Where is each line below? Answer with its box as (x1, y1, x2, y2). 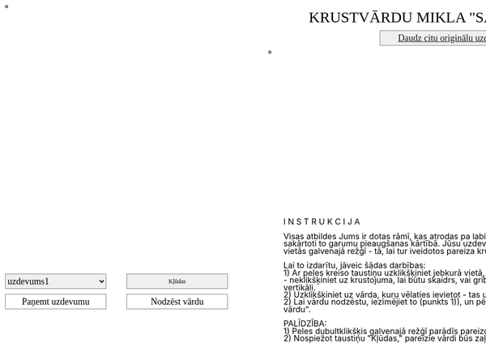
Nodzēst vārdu (150, 296, 204, 307)
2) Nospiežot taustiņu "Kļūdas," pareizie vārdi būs (283, 333, 473, 344)
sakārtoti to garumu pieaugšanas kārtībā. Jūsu (283, 238, 462, 249)
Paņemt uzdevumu (21, 296, 90, 307)
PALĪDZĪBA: (283, 318, 327, 329)
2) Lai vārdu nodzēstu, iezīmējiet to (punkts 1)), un (283, 296, 475, 307)
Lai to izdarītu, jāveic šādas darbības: (283, 260, 426, 271)
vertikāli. (283, 281, 316, 293)
